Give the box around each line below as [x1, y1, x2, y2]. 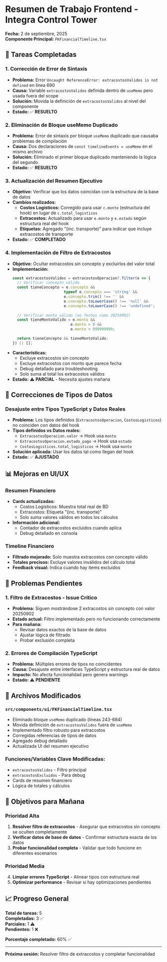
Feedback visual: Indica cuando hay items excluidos [12, 564, 121, 570]
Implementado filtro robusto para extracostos [12, 727, 105, 733]
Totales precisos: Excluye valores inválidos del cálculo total [12, 559, 136, 565]
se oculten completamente [12, 829, 67, 835]
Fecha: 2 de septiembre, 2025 [5, 30, 68, 36]
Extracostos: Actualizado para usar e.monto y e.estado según [19, 215, 147, 221]
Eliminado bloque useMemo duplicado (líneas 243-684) [12, 716, 122, 722]
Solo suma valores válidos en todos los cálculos [19, 514, 118, 520]
